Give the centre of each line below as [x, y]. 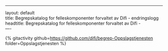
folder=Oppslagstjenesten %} [36, 43]
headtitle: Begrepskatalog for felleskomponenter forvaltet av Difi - [73, 23]
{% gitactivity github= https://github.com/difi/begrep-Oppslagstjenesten [79, 38]
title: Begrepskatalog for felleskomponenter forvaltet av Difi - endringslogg [82, 18]
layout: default [20, 13]
